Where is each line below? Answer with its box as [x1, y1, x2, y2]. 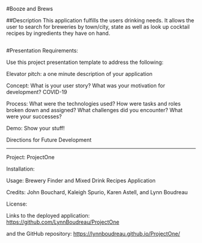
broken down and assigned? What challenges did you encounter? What [6, 107, 183, 114]
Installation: [6, 165, 35, 172]
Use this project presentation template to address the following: [6, 58, 164, 66]
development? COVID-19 [6, 89, 67, 96]
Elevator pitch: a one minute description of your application [6, 71, 153, 78]
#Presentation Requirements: [6, 47, 78, 54]
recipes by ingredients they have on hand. [6, 30, 111, 37]
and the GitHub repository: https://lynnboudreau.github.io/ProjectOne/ [6, 230, 180, 238]
